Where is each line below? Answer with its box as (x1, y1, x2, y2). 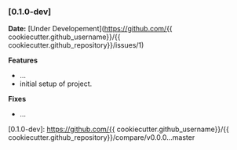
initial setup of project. (19, 79, 93, 88)
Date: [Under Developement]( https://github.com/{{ (8, 24, 173, 34)
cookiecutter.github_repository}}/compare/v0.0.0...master (8, 133, 195, 142)
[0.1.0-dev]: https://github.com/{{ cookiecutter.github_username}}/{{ (8, 124, 229, 134)
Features (8, 55, 38, 65)
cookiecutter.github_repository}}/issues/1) (8, 41, 144, 50)
